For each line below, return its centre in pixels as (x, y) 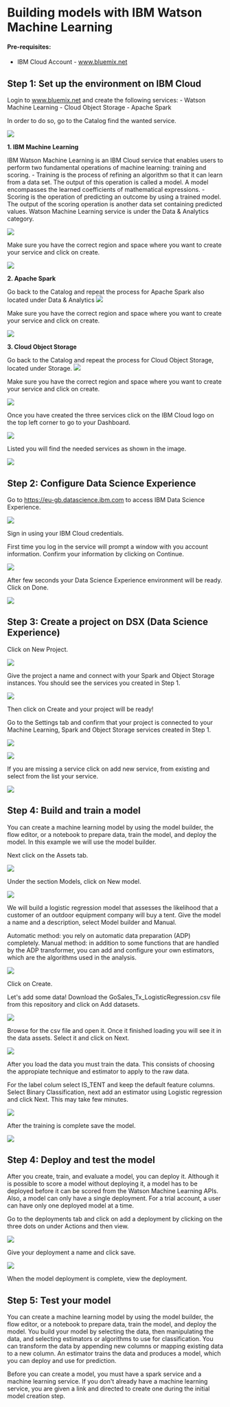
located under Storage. (40, 369)
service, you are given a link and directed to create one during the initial (108, 1389)
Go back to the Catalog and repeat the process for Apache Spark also (106, 292)
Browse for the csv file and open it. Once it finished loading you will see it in (114, 1030)
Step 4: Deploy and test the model (81, 1160)
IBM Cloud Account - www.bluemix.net (72, 62)
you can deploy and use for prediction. (62, 1361)
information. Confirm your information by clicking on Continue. (95, 554)
